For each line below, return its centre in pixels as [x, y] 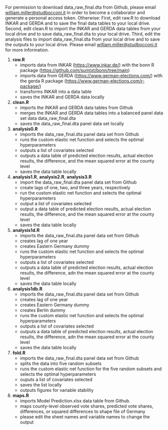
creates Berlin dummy [43, 310]
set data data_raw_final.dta [48, 118]
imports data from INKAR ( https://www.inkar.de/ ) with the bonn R [87, 65]
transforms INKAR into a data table [56, 92]
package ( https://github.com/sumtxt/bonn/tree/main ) [75, 70]
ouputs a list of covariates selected [56, 379]
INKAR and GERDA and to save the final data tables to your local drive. [78, 23]
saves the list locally [41, 385]
